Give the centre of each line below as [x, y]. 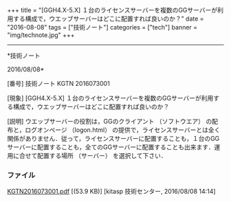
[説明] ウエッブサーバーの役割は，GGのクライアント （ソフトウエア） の [110, 121]
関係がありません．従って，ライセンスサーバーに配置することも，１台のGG [113, 138]
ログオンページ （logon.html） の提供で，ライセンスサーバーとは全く [123, 130]
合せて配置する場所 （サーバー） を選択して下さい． [93, 156]
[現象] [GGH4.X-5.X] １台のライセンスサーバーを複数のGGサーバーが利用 [110, 98]
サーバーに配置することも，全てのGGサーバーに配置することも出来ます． [111, 147]
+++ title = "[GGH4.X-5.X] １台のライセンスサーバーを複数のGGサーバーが [112, 10]
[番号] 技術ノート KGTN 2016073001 [58, 83]
